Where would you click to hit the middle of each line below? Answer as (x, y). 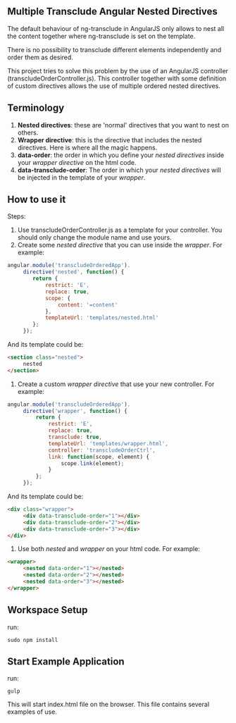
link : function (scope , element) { (99, 457)
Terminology (36, 108)
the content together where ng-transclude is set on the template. (101, 36)
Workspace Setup (48, 610)
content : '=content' (88, 305)
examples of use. (32, 712)
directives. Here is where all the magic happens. (87, 147)
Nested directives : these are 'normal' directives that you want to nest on (123, 125)
